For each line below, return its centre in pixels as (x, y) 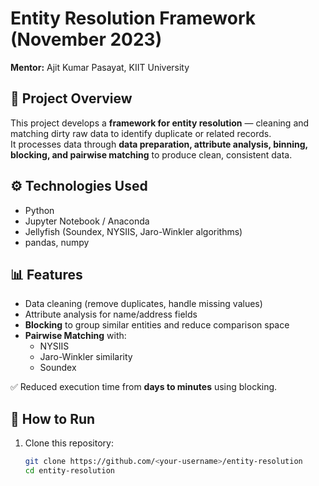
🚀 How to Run (53, 418)
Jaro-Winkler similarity (86, 357)
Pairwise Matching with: (75, 336)
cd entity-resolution (69, 471)
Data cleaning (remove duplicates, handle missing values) (143, 304)
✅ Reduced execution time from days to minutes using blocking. (144, 387)
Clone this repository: (69, 443)
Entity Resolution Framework (133, 18)
